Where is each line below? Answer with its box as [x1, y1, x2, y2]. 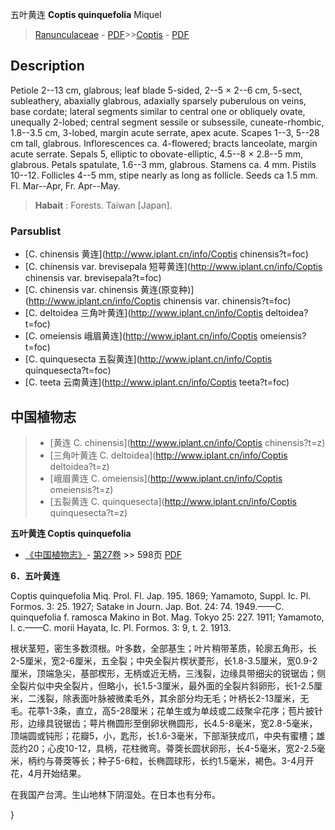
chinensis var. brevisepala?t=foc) [24, 272, 162, 284]
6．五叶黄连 [10, 569, 61, 582]
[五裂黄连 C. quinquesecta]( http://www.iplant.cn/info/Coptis [49, 495, 297, 507]
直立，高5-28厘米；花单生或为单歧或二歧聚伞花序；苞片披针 [75, 704, 324, 717]
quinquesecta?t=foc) [24, 364, 112, 377]
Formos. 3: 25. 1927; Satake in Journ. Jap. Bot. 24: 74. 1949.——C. [10, 600, 285, 612]
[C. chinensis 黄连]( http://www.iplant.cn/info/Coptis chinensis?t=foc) [24, 248, 309, 260]
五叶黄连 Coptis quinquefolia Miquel [10, 9, 162, 20]
